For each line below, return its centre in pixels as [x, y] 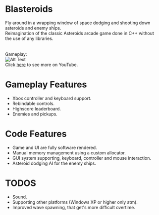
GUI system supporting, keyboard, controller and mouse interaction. [82, 158]
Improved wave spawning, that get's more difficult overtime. [74, 207]
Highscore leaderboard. [36, 108]
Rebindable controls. [33, 103]
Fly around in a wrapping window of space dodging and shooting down [78, 23]
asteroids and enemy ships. [33, 28]
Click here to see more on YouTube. [42, 65]
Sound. [20, 197]
